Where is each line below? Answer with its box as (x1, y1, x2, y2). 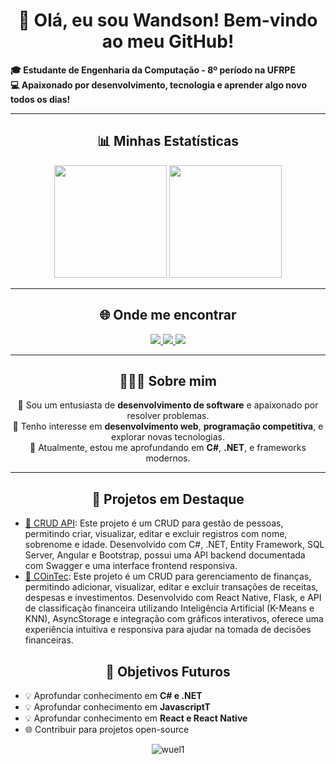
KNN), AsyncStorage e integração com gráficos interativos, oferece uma (24, 613, 324, 625)
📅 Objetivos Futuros (105, 663, 231, 680)
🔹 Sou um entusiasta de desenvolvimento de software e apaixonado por (17, 399, 319, 411)
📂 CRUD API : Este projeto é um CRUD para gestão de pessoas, (24, 517, 284, 529)
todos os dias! (10, 93, 71, 105)
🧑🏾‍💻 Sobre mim (119, 372, 217, 389)
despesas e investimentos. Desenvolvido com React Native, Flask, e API (24, 592, 322, 604)
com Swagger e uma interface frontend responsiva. (24, 560, 238, 572)
